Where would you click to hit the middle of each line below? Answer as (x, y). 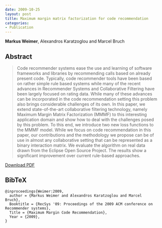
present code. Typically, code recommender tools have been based (84, 78)
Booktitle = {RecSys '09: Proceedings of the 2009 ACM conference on (81, 204)
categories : (17, 23)
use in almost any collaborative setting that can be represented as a (85, 140)
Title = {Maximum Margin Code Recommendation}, (58, 213)
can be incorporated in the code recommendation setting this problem (87, 99)
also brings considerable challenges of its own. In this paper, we (81, 104)
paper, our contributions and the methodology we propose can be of (85, 135)
